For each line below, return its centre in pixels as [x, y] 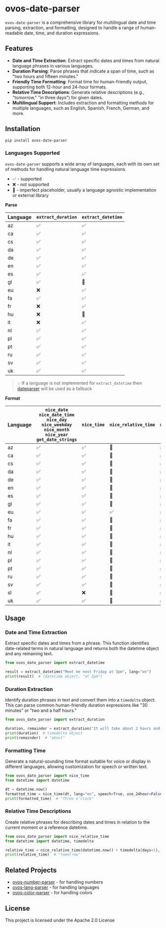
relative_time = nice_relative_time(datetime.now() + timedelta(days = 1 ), [83, 850]
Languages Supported [33, 153]
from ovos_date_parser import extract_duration [55, 720]
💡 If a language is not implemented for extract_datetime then [80, 383]
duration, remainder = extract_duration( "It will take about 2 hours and [83, 729]
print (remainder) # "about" [35, 738]
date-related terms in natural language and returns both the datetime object [82, 648]
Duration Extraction [29, 689]
